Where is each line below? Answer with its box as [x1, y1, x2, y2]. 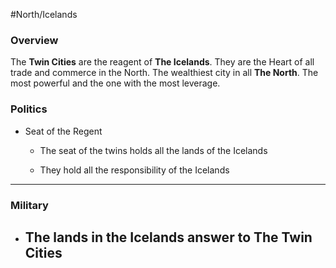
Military [10, 198, 49, 212]
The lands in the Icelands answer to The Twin [24, 229, 313, 246]
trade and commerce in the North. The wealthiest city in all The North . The [10, 67, 319, 79]
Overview [10, 33, 59, 47]
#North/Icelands [10, 9, 78, 20]
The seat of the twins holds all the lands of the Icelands [39, 144, 268, 156]
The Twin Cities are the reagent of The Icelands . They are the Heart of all [10, 56, 315, 68]
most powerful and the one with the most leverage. [10, 77, 221, 89]
